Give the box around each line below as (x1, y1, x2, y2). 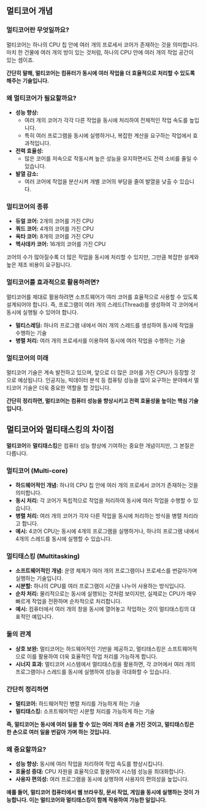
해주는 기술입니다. (6, 77, 50, 84)
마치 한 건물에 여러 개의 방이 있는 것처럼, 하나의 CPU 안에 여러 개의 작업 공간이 (6, 48, 194, 56)
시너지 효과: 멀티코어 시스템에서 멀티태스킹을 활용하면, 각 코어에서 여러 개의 (15, 660, 196, 667)
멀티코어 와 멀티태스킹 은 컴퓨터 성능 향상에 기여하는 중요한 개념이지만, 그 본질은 (6, 442, 195, 449)
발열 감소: (15, 170, 39, 177)
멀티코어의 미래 (6, 353, 49, 362)
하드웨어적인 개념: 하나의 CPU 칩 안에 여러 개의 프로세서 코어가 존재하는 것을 (15, 481, 199, 489)
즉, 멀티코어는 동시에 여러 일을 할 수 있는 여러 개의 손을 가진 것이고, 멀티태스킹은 (6, 720, 194, 728)
